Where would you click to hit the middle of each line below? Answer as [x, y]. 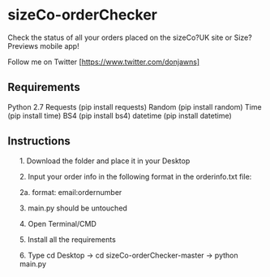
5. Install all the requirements [68, 239]
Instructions [39, 141]
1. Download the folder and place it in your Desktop [105, 161]
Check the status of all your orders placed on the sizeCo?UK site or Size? [130, 37]
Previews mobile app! [43, 45]
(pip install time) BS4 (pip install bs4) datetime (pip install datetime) [120, 115]
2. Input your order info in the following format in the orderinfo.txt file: [135, 176]
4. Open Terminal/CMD [58, 223]
